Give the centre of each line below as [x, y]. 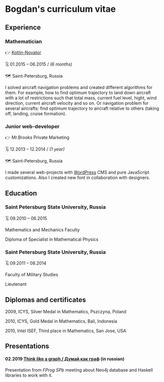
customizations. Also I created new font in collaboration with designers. [78, 178]
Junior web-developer [33, 126]
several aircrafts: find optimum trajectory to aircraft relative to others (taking [82, 108]
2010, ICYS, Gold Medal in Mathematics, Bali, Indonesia [61, 321]
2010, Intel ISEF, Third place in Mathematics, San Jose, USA [66, 331]
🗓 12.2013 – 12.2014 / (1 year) [35, 149]
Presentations [27, 346]
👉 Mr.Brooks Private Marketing [37, 137]
